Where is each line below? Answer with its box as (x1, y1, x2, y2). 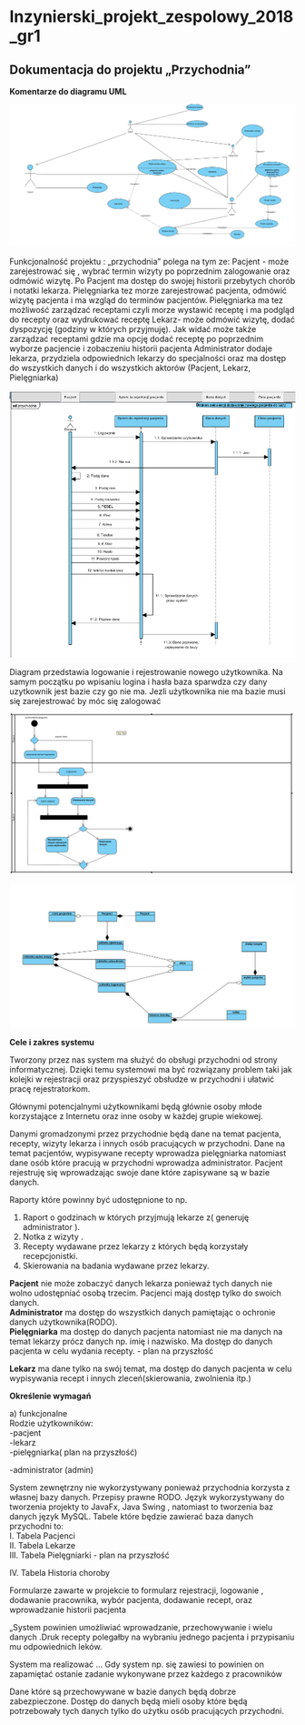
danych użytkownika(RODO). (9, 1316, 118, 1327)
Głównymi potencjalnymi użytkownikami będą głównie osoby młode (9, 1101, 262, 1112)
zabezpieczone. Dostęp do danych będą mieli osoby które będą (9, 1696, 248, 1707)
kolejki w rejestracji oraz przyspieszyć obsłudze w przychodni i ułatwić (9, 1074, 275, 1084)
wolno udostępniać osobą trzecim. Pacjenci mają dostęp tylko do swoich (9, 1287, 281, 1298)
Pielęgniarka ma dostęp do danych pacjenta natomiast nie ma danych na (9, 1327, 283, 1337)
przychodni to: (9, 1521, 64, 1532)
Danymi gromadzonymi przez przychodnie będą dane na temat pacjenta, (9, 1128, 281, 1139)
